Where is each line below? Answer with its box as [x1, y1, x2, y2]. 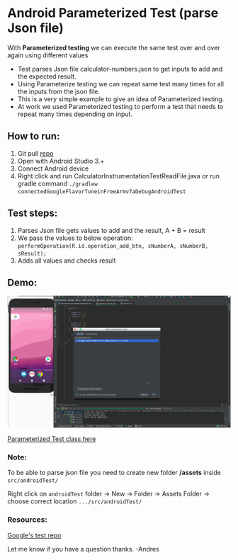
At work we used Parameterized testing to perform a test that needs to [17, 102, 224, 110]
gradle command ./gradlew [17, 179, 98, 188]
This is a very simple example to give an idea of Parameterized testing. [17, 94, 225, 103]
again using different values [7, 51, 89, 59]
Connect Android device [17, 164, 89, 173]
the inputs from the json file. [17, 87, 101, 96]
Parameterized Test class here [7, 435, 96, 443]
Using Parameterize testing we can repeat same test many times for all [17, 79, 225, 88]
